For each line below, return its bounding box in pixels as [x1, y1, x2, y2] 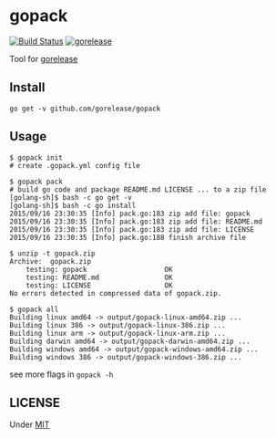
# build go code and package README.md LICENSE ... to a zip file [9, 184, 267, 194]
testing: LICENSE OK [26, 280, 173, 290]
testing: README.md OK [26, 273, 173, 282]
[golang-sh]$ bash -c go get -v [9, 193, 132, 202]
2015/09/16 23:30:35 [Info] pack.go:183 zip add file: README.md [9, 216, 262, 226]
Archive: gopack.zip [9, 256, 92, 266]
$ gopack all [9, 305, 59, 314]
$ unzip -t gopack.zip [9, 248, 96, 258]
